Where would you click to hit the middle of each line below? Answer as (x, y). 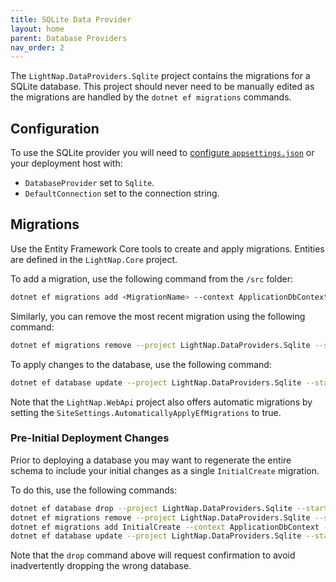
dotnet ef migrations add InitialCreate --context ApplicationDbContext (165, 527)
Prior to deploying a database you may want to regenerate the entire (151, 460)
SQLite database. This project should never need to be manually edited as (162, 87)
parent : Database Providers (69, 38)
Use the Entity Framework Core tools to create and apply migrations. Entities (167, 248)
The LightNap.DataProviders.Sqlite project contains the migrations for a (160, 76)
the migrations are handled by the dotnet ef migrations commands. (151, 97)
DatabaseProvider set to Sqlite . (89, 183)
